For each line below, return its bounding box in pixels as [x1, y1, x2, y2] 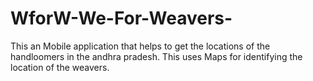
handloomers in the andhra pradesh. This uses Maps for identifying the [10, 50, 303, 62]
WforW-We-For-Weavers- [10, 7, 233, 30]
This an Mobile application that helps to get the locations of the [10, 40, 271, 52]
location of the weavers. [10, 61, 110, 73]
